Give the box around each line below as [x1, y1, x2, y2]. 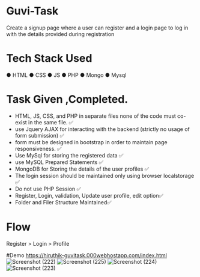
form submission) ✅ [14, 132, 65, 139]
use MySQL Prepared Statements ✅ [14, 158, 104, 166]
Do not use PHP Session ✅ [14, 185, 82, 192]
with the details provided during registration [6, 30, 115, 37]
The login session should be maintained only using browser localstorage [14, 172, 195, 179]
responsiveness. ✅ [14, 145, 62, 152]
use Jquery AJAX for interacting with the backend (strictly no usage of [14, 125, 190, 133]
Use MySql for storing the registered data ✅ [14, 151, 124, 159]
